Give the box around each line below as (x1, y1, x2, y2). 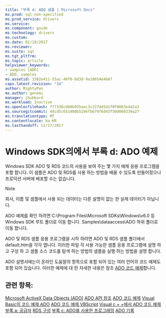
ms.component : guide (5, 26, 48, 31)
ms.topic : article (5, 58, 43, 63)
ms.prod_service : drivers (5, 16, 59, 21)
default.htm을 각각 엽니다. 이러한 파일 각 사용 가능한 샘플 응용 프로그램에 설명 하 (5, 242, 161, 248)
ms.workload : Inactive (5, 100, 52, 105)
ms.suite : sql (5, 49, 35, 54)
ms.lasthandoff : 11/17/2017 (5, 123, 64, 128)
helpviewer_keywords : (5, 63, 50, 68)
